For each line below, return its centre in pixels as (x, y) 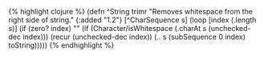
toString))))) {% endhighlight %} (61, 45)
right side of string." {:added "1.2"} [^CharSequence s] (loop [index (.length (132, 20)
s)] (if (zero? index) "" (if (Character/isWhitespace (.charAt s (108, 28)
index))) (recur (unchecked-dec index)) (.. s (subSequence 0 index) (134, 37)
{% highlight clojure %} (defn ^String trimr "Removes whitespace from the (130, 12)
